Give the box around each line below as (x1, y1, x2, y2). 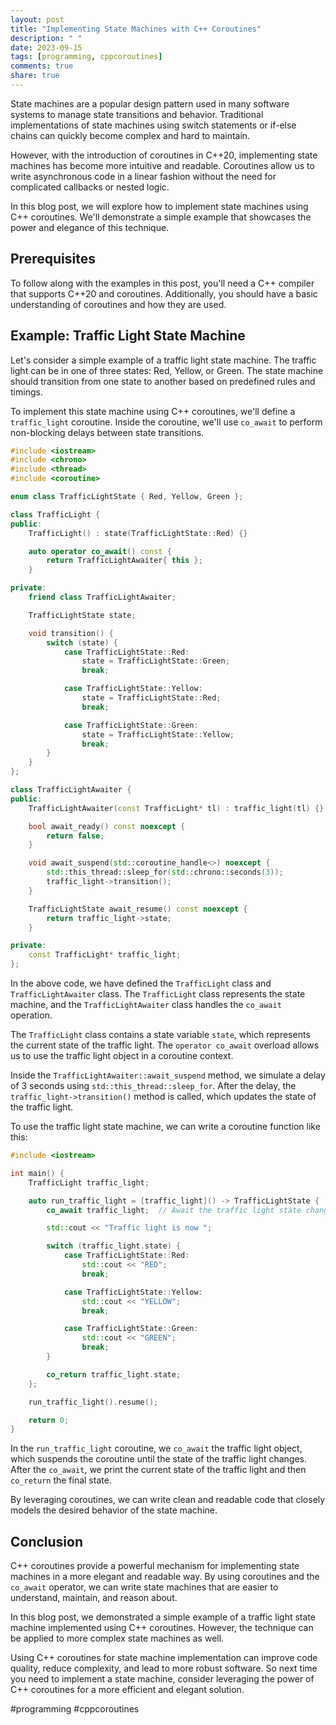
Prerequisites (10, 251, 96, 268)
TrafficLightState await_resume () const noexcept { (28, 904, 248, 914)
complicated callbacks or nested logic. (10, 181, 170, 193)
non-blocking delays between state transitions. (10, 426, 205, 438)
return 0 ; (28, 1415, 70, 1425)
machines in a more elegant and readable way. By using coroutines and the (10, 1571, 320, 1583)
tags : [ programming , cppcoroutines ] (10, 52, 163, 62)
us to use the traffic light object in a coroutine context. (10, 1050, 234, 1061)
